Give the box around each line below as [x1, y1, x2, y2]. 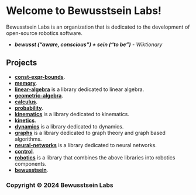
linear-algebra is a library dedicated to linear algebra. [14, 86, 145, 93]
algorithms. [14, 135, 42, 142]
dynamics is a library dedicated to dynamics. [14, 123, 124, 130]
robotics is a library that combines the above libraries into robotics [14, 154, 176, 161]
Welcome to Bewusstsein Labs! [6, 4, 162, 18]
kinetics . [14, 117, 36, 124]
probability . [14, 104, 44, 112]
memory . [14, 79, 37, 86]
